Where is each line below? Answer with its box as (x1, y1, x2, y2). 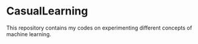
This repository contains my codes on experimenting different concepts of (6, 24, 193, 31)
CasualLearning (6, 4, 88, 18)
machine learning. (6, 30, 52, 37)
